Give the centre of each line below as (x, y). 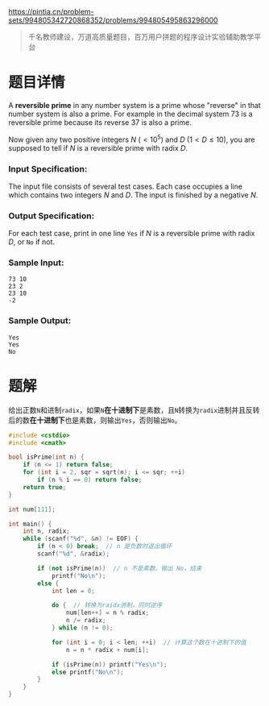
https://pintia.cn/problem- (51, 12)
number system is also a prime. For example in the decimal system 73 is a (130, 114)
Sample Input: (36, 263)
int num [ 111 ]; (32, 509)
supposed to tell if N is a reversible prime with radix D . (98, 147)
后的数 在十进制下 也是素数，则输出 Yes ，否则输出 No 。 (95, 420)
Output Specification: (52, 215)
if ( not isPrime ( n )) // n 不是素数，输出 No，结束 (120, 568)
